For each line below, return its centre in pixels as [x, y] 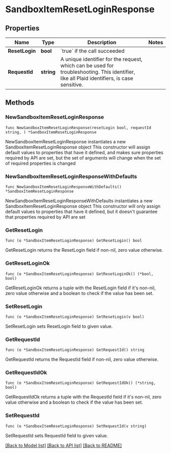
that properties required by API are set [45, 217]
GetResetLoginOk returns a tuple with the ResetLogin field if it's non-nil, [81, 288]
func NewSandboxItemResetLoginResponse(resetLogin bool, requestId [78, 128]
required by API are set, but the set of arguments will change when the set [83, 158]
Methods [20, 103]
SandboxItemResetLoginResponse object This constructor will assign [78, 147]
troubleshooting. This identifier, [98, 72]
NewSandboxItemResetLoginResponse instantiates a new [66, 141]
